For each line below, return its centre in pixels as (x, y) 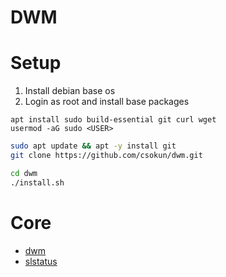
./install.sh (37, 182)
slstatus (41, 261)
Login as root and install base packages (107, 102)
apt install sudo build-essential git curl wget (113, 120)
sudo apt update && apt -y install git (93, 146)
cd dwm (24, 173)
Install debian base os (70, 91)
